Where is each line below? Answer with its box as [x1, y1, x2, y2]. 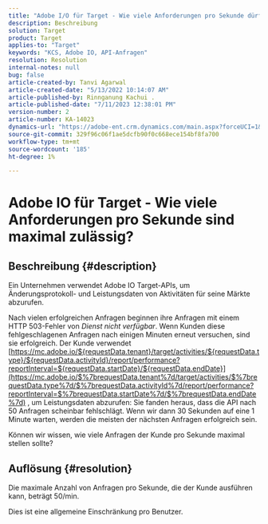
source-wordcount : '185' [8, 145, 91, 153]
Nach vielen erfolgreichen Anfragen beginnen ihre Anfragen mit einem [8, 313, 240, 323]
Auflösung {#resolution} [8, 462, 133, 475]
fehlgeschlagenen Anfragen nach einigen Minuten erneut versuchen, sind [8, 330, 250, 340]
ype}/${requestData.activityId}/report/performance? [8, 356, 181, 365]
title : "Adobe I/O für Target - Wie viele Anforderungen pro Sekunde [8, 11, 245, 20]
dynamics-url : [8, 123, 56, 131]
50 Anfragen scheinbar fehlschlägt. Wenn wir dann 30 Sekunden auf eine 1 [8, 406, 255, 416]
